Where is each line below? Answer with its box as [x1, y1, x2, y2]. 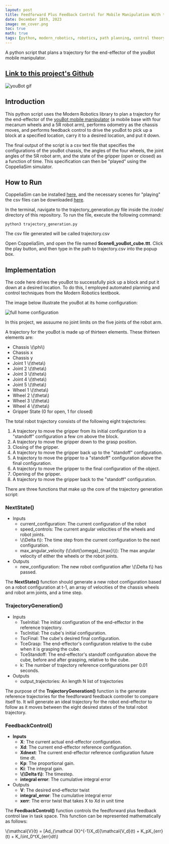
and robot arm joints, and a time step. [5, 590, 83, 596]
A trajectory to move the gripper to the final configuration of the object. [12, 465, 160, 472]
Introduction [5, 97, 45, 106]
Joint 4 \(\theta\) [12, 377, 47, 383]
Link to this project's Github [5, 69, 94, 78]
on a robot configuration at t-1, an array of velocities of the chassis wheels [5, 584, 159, 591]
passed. [20, 569, 37, 575]
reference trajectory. [20, 624, 63, 630]
